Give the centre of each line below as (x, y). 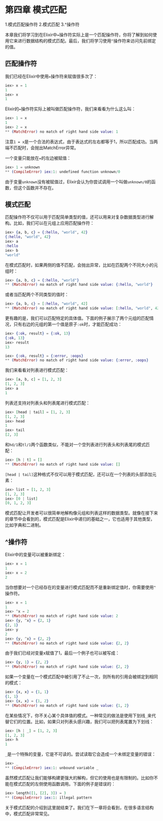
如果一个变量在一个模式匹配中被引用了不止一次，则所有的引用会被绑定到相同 (81, 677)
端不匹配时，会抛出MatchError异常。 (42, 148)
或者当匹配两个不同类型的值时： (37, 295)
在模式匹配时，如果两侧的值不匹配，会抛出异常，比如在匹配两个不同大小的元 (81, 265)
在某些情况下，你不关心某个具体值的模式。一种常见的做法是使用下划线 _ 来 (78, 716)
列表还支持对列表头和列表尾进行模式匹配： (48, 403)
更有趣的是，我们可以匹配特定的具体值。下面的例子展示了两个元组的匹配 (77, 318)
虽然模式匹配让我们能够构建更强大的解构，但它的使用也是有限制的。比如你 (79, 778)
